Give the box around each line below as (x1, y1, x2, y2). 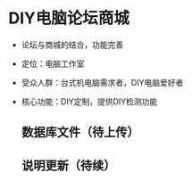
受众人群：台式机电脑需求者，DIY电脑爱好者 (21, 77, 184, 87)
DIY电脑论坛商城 (8, 8, 130, 29)
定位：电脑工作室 (21, 58, 85, 69)
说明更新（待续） (21, 158, 116, 173)
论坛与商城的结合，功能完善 (21, 39, 124, 50)
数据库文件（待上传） (21, 125, 139, 140)
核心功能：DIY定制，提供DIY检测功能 (21, 95, 158, 107)
